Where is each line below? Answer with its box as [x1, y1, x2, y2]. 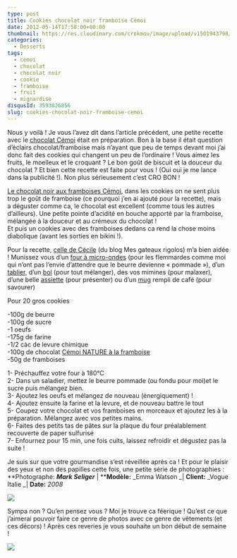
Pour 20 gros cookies [7, 296, 70, 305]
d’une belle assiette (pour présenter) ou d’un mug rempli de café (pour [7, 275, 212, 284]
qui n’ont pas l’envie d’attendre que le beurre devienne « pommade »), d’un [7, 260, 225, 269]
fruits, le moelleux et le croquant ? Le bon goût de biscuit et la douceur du [7, 158, 222, 166]
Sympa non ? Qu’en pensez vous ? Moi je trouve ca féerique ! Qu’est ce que [7, 507, 228, 515]
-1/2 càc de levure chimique [7, 340, 89, 348]
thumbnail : [7, 30, 39, 37]
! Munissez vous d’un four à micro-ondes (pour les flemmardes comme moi [7, 253, 226, 261]
